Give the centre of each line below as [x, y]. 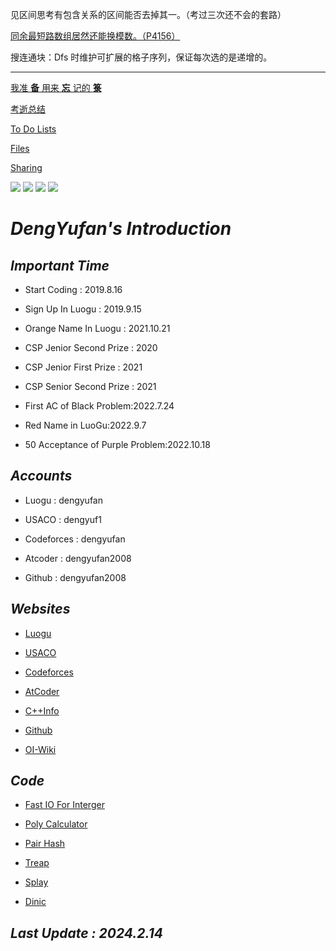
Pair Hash [45, 844]
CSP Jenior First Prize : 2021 [83, 367]
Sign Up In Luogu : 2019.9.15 [83, 309]
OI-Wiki [40, 749]
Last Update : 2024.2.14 [86, 933]
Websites [40, 609]
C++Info [42, 710]
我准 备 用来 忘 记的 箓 [56, 87]
